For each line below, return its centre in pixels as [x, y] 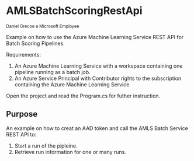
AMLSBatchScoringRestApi [74, 11]
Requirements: [23, 54]
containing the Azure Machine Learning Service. [73, 84]
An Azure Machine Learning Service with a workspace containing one [98, 66]
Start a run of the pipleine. [46, 146]
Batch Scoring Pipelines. [36, 43]
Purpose [22, 114]
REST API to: [21, 134]
